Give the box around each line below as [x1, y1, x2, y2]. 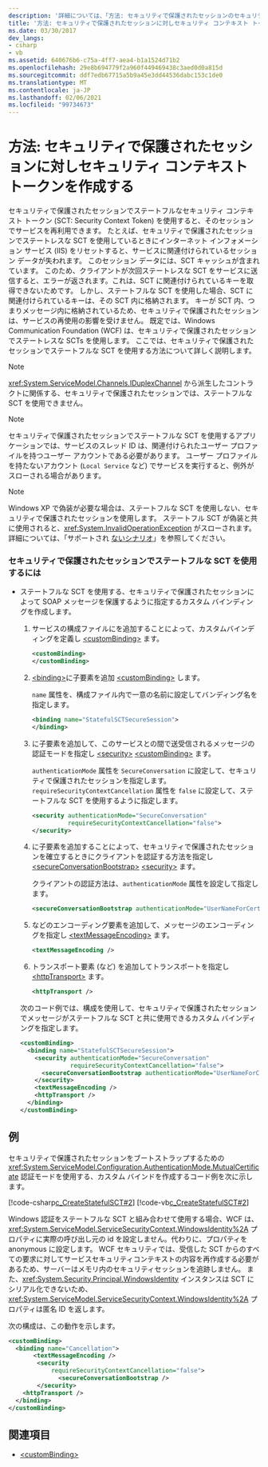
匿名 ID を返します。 [42, 1304, 109, 1313]
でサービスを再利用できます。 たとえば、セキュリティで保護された [8, 226, 226, 236]
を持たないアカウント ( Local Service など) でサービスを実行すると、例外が [8, 461, 254, 470]
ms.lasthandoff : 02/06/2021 [8, 94, 102, 102]
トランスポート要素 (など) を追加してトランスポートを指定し [31, 961, 230, 972]
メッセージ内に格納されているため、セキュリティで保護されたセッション [22, 306, 259, 316]
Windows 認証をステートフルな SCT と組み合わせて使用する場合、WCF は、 [8, 1213, 259, 1224]
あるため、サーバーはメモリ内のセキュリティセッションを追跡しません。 [8, 1264, 246, 1273]
